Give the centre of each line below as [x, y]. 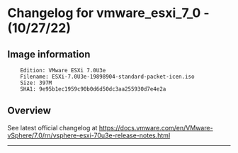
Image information [49, 54]
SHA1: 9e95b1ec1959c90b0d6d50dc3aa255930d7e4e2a [93, 89]
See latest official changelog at [52, 127]
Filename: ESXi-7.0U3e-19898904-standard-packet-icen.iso [107, 76]
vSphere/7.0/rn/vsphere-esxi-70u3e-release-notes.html [89, 135]
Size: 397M [36, 83]
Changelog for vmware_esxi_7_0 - [109, 13]
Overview [29, 111]
